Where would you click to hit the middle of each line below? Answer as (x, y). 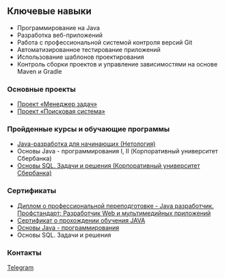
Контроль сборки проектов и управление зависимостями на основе (117, 64)
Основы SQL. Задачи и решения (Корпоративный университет (108, 166)
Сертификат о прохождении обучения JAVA (81, 220)
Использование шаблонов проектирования (81, 57)
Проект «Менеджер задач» (57, 104)
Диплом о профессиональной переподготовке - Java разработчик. (115, 205)
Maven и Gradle (39, 71)
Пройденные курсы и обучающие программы (89, 129)
